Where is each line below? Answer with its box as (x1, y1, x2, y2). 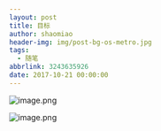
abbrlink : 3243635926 (9, 63, 89, 72)
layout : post (9, 12, 57, 22)
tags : (9, 46, 29, 55)
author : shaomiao (9, 29, 73, 38)
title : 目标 (9, 21, 50, 30)
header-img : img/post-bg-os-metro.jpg (9, 37, 152, 47)
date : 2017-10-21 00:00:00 (9, 71, 109, 80)
